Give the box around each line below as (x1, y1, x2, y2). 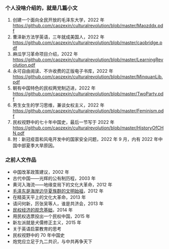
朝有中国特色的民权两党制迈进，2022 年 (12, 85, 96, 91)
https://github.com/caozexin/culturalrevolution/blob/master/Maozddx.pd (12, 23, 163, 29)
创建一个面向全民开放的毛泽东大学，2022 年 (12, 17, 105, 23)
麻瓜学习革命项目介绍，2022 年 (12, 51, 78, 57)
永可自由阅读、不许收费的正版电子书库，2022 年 (12, 68, 114, 74)
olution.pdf (12, 62, 35, 68)
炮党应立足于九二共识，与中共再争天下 (12, 238, 92, 244)
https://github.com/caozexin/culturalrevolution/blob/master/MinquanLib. (12, 74, 163, 80)
